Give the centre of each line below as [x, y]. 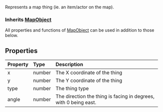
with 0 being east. [76, 103]
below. [12, 36]
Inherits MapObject [28, 19]
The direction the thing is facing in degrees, [105, 96]
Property [18, 64]
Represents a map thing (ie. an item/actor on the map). [59, 7]
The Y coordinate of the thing [89, 81]
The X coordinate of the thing [89, 73]
